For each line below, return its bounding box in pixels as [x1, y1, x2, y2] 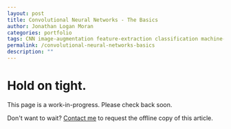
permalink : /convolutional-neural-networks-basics [7, 42, 155, 49]
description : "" [7, 49, 54, 56]
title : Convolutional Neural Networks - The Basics [7, 16, 158, 23]
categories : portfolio [7, 29, 72, 36]
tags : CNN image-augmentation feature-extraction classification [7, 36, 198, 43]
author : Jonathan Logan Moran [7, 23, 94, 30]
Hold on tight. [7, 78, 87, 93]
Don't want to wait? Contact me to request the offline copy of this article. [7, 114, 213, 122]
